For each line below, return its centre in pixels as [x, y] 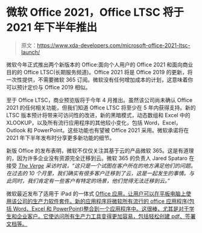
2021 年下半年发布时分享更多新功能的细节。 [61, 138]
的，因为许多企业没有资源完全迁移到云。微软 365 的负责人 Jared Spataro [97, 158]
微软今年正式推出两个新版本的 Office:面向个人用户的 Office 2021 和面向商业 [100, 65]
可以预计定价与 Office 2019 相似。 [49, 87]
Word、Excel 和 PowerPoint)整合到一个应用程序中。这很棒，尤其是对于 [101, 208]
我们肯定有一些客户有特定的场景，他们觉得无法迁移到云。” [98, 180]
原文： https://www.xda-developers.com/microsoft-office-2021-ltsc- [106, 45]
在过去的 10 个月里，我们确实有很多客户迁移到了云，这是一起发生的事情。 [98, 173]
